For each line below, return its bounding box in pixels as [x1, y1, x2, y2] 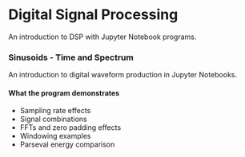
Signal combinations [19, 114, 87, 124]
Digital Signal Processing [8, 6, 179, 24]
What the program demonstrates [8, 88, 120, 97]
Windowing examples [19, 131, 91, 141]
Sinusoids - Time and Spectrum [8, 52, 134, 63]
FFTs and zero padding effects [19, 123, 122, 132]
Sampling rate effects [19, 106, 91, 116]
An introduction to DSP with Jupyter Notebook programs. [8, 32, 197, 41]
